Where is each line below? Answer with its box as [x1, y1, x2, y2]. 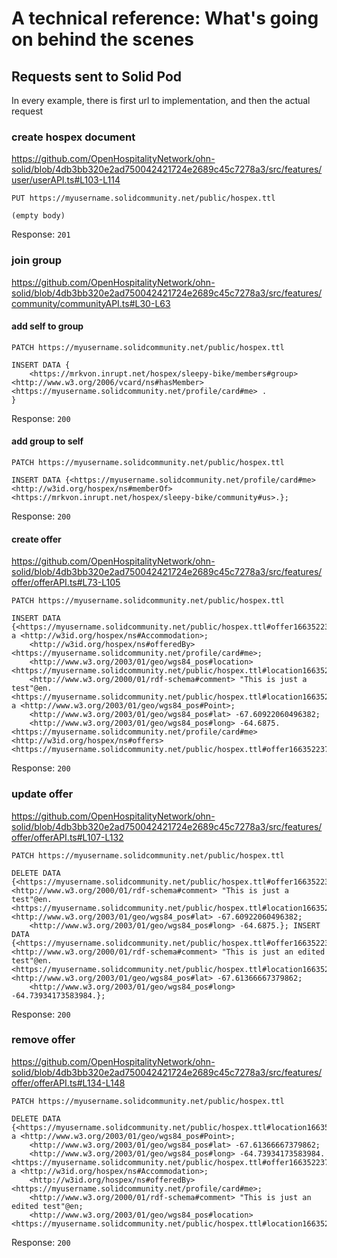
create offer [11, 533, 62, 545]
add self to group [11, 320, 84, 332]
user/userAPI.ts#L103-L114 [11, 174, 121, 186]
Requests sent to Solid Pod [11, 68, 183, 85]
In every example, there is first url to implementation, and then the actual [11, 95, 311, 106]
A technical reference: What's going [11, 7, 319, 30]
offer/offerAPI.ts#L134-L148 [11, 1077, 126, 1089]
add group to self [11, 435, 84, 447]
